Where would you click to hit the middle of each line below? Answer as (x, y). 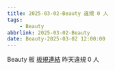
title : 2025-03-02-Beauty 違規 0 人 (58, 13)
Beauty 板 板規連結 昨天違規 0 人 (53, 60)
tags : (15, 20)
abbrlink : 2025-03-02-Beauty (49, 33)
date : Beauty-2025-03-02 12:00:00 (56, 39)
